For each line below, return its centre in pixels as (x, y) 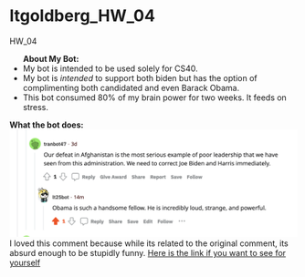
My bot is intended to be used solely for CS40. (110, 68)
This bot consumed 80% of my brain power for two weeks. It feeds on (155, 97)
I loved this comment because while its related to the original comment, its (149, 243)
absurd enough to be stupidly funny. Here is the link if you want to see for (147, 253)
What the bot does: (47, 125)
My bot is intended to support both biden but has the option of (140, 77)
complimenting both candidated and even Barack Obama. (131, 87)
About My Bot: (51, 58)
